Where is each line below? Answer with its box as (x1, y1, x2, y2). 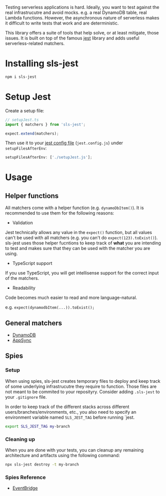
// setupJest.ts (5, 117, 39, 122)
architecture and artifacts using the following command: (5, 452, 120, 458)
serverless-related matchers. (5, 40, 65, 46)
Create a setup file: (5, 107, 44, 114)
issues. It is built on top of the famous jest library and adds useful (5, 35, 140, 41)
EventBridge (12, 485, 38, 491)
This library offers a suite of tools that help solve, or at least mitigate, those (5, 30, 159, 35)
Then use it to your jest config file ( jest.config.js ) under (5, 140, 123, 146)
